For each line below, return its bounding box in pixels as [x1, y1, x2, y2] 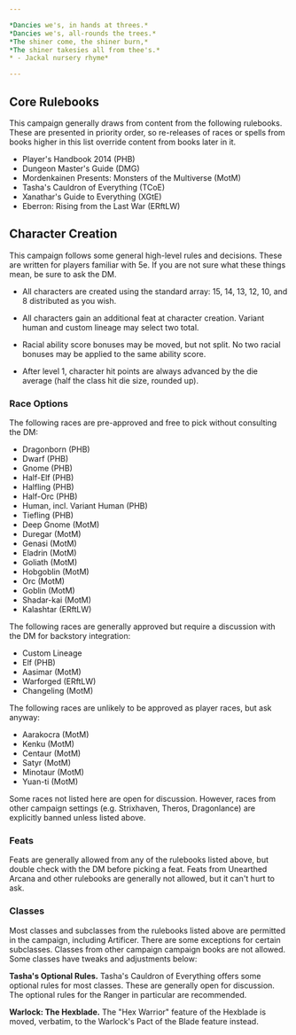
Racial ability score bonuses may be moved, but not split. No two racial [21, 339, 281, 350]
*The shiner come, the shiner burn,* [9, 37, 149, 46]
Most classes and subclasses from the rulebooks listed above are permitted [9, 925, 286, 936]
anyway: [9, 712, 40, 723]
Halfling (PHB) [21, 482, 74, 493]
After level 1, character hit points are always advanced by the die [21, 365, 259, 377]
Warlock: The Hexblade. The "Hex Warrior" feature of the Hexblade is [9, 1007, 267, 1017]
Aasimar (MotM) [21, 666, 82, 678]
